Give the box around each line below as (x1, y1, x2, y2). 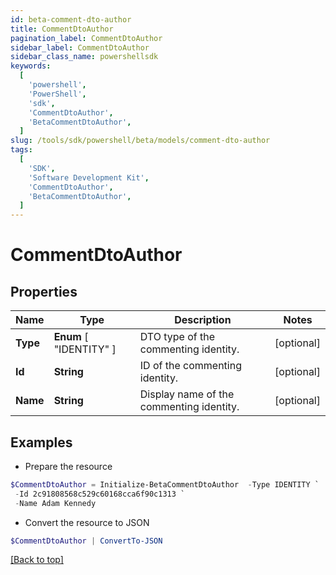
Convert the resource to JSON (24, 516, 150, 528)
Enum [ (53, 330, 89, 344)
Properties (10, 283, 78, 300)
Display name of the (139, 387, 235, 401)
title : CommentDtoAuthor (10, 24, 114, 34)
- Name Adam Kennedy (14, 498, 97, 508)
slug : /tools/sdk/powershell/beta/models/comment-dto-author (10, 136, 271, 146)
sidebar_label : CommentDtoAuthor (10, 42, 150, 53)
